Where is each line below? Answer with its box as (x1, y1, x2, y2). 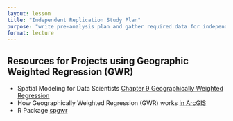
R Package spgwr (17, 106, 68, 115)
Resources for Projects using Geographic (7, 55, 189, 66)
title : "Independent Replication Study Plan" (7, 17, 141, 24)
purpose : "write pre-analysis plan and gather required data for (7, 23, 200, 30)
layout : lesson (7, 10, 51, 17)
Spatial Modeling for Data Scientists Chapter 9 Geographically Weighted (17, 84, 224, 93)
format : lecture (7, 29, 54, 37)
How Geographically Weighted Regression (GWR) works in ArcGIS (17, 99, 207, 107)
